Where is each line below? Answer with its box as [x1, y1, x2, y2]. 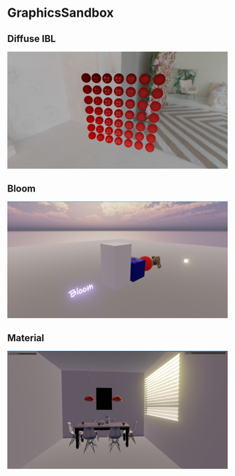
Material [7, 332, 44, 344]
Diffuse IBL [7, 33, 56, 45]
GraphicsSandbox [7, 5, 114, 21]
